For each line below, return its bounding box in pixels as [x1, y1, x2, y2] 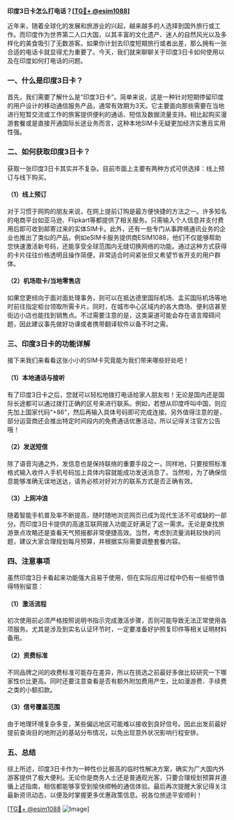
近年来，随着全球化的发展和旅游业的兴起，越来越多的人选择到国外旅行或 [7, 22, 214, 30]
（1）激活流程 [7, 599, 47, 608]
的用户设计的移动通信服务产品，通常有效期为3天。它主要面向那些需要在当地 [7, 101, 225, 110]
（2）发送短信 [7, 443, 48, 451]
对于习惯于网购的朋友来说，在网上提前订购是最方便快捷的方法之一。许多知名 [7, 207, 227, 215]
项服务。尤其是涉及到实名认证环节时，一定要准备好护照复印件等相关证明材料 [7, 625, 227, 634]
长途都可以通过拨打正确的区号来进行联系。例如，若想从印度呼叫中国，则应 [13, 399, 227, 407]
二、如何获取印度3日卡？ [7, 147, 91, 156]
